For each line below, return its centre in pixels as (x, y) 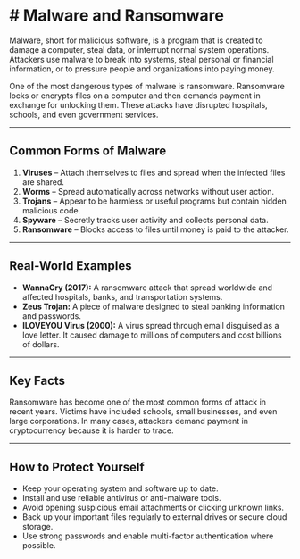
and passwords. (52, 316)
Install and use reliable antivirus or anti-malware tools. (121, 498)
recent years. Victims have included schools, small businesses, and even (143, 412)
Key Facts (37, 380)
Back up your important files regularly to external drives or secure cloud (154, 517)
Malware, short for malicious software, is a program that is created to (136, 40)
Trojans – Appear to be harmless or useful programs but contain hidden (154, 201)
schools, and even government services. (84, 114)
